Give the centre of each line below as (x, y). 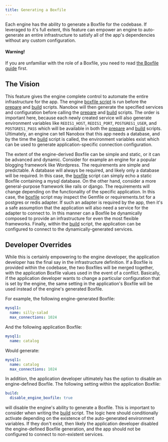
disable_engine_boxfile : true (41, 398)
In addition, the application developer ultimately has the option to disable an (83, 379)
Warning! (15, 52)
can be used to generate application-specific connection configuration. (79, 144)
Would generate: (22, 350)
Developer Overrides (38, 245)
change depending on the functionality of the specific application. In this (80, 191)
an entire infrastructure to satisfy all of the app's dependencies (90, 35)
